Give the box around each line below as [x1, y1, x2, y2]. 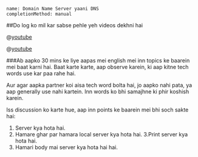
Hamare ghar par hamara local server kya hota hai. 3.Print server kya [15, 131, 188, 138]
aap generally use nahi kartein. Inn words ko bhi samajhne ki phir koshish [6, 88, 189, 95]
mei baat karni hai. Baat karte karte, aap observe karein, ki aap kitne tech [6, 64, 189, 70]
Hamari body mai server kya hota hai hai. [15, 144, 118, 151]
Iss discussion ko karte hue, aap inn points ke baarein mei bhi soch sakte [6, 106, 189, 113]
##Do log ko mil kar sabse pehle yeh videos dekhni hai [6, 22, 143, 28]
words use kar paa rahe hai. [6, 70, 76, 77]
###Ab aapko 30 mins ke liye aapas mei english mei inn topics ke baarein [6, 57, 190, 64]
